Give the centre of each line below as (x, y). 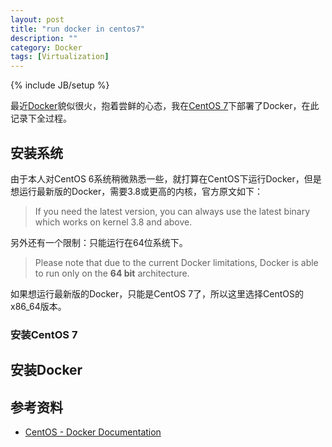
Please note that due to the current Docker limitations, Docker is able (176, 262)
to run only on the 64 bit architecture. (112, 273)
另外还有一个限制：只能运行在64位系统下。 (99, 242)
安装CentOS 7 (44, 334)
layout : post (37, 19)
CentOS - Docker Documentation (93, 432)
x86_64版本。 (38, 306)
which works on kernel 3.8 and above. (113, 222)
